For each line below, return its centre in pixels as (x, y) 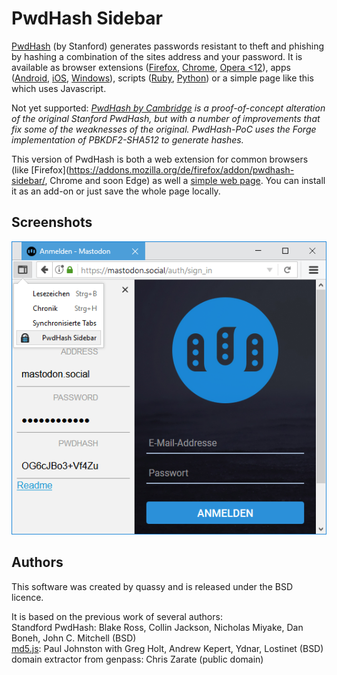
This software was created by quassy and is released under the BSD (152, 586)
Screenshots (52, 222)
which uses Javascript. (59, 88)
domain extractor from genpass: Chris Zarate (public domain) (137, 659)
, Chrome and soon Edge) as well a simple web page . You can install (185, 180)
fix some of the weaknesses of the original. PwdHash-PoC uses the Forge (164, 129)
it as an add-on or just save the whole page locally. (116, 191)
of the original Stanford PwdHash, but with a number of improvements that (166, 118)
